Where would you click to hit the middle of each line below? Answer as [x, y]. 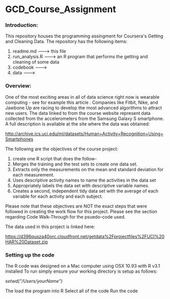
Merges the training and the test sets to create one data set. [75, 164]
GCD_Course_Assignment [61, 9]
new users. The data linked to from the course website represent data [78, 113]
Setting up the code [30, 255]
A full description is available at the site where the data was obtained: [78, 124]
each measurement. [33, 175]
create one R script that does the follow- [55, 158]
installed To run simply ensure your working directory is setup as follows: [81, 271]
